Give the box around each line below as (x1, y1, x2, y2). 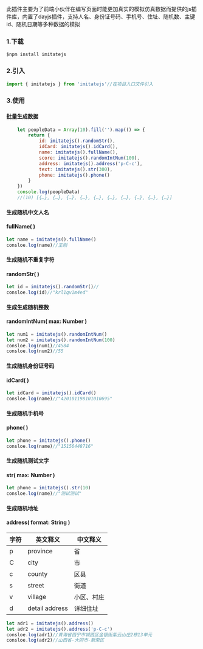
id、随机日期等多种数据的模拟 (6, 21, 80, 27)
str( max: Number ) (6, 471, 55, 478)
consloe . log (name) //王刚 (6, 242, 67, 248)
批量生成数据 (6, 112, 38, 120)
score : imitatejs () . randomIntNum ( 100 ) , (38, 155, 140, 161)
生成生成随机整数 (6, 303, 49, 311)
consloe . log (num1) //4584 (6, 342, 69, 349)
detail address (27, 604, 69, 612)
